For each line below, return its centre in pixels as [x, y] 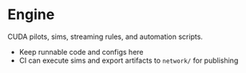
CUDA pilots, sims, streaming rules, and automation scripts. [105, 36]
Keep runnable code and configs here [81, 52]
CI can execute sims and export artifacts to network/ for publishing [129, 60]
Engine [31, 15]
